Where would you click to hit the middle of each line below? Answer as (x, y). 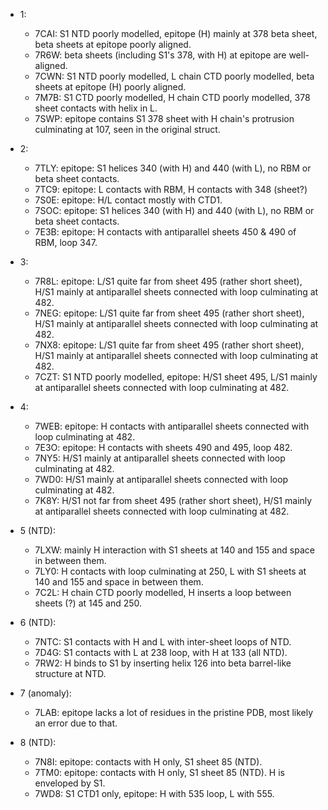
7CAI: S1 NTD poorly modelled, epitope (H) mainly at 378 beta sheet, (176, 33)
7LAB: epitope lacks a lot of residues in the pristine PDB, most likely (174, 712)
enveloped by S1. (70, 783)
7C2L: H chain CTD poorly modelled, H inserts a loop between (163, 592)
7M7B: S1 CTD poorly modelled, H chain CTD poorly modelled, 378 (172, 97)
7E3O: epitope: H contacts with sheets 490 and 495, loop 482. (163, 447)
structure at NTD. (70, 673)
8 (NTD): (38, 742)
